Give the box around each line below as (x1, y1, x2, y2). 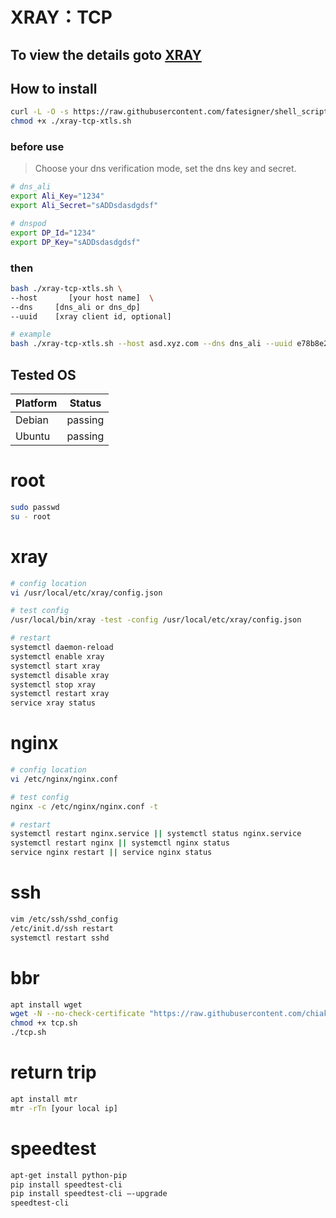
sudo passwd (10, 502, 60, 512)
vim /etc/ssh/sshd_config (10, 914, 118, 925)
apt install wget (10, 999, 83, 1010)
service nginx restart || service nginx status (10, 848, 213, 858)
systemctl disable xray (10, 670, 110, 680)
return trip (10, 1061, 97, 1084)
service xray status (10, 698, 97, 708)
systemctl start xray (10, 661, 101, 671)
